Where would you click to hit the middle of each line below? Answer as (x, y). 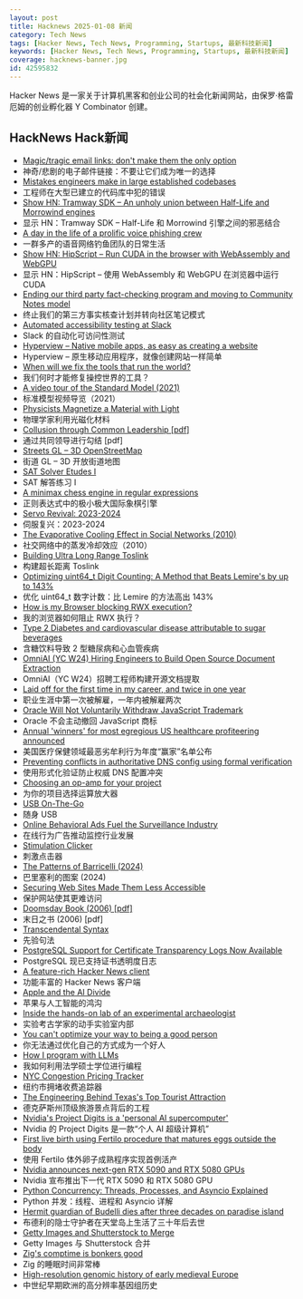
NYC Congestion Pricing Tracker (83, 1076)
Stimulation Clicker (57, 845)
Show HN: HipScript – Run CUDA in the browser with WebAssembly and (156, 254)
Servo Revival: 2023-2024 (71, 513)
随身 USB (40, 814)
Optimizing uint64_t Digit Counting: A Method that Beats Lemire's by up (156, 576)
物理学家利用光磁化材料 (66, 419)
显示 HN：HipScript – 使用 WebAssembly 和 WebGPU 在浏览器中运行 (151, 274)
